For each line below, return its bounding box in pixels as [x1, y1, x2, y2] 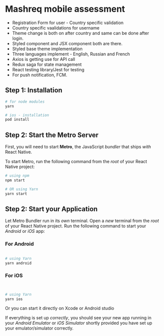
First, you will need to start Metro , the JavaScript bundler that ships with [5, 144, 151, 150]
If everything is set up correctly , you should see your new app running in [5, 315, 152, 321]
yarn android [5, 260, 32, 266]
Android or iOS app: [5, 228, 45, 234]
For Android [5, 241, 34, 248]
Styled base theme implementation [12, 46, 83, 52]
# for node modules [5, 99, 45, 104]
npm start [5, 178, 25, 183]
